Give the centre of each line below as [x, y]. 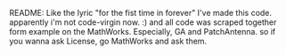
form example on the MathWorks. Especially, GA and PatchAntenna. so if [143, 31]
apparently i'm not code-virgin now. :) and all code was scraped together [143, 22]
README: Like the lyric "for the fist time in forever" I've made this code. [141, 13]
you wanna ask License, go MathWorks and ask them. [108, 41]
